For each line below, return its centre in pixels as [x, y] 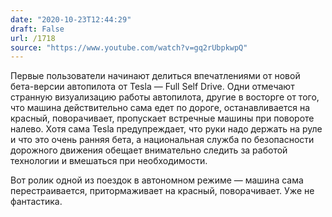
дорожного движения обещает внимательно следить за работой [149, 150]
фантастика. [36, 202]
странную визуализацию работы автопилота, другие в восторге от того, [165, 97]
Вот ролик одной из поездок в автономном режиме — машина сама [157, 180]
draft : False [37, 29]
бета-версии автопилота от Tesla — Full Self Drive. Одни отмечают [152, 87]
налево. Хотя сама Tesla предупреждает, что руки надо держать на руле [166, 129]
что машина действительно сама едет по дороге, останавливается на [160, 108]
